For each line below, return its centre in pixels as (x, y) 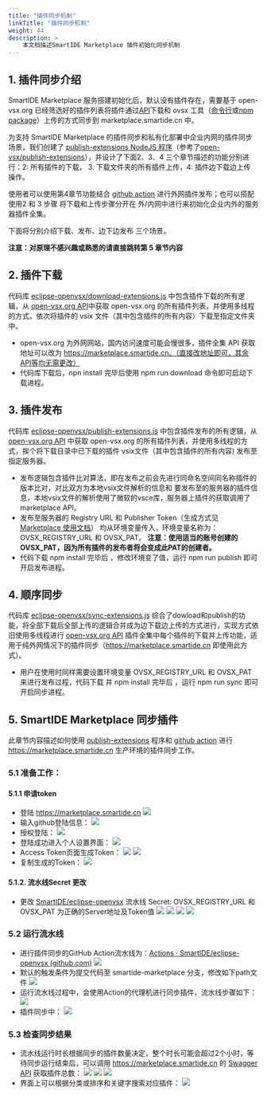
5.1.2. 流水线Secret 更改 (47, 882)
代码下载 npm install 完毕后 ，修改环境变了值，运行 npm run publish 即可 (139, 557)
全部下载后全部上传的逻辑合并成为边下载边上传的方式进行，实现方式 (140, 626)
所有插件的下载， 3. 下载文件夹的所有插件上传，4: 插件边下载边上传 (141, 167)
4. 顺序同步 (35, 595)
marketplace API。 (50, 508)
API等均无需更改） (50, 363)
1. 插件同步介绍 (45, 79)
